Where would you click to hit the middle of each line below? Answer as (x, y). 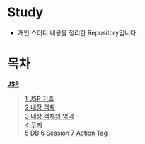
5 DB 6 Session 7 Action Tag (66, 133)
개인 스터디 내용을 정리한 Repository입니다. (77, 32)
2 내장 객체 (40, 107)
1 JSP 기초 (39, 98)
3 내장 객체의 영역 (49, 116)
